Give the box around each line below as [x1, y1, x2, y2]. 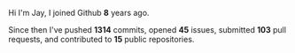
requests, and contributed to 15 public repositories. [8, 34, 195, 44]
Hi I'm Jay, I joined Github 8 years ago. [8, 8, 150, 18]
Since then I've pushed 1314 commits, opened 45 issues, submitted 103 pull [8, 25, 287, 34]
